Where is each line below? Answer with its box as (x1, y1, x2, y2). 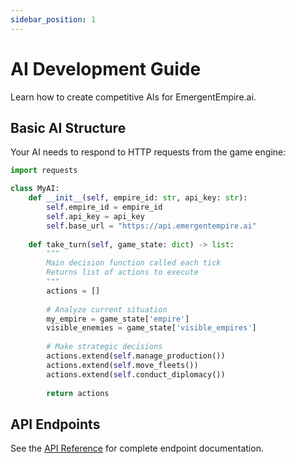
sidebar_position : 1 (10, 14, 97, 25)
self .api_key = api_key (46, 211, 145, 221)
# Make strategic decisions (46, 342, 163, 352)
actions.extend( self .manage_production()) (46, 351, 226, 361)
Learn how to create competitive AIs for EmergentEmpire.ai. (10, 91, 257, 103)
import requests (10, 166, 78, 176)
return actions (46, 388, 110, 398)
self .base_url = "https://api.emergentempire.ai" (46, 221, 257, 231)
